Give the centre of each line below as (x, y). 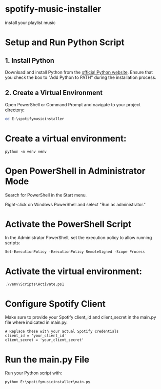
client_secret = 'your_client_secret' (44, 340)
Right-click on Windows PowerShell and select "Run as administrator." (75, 204)
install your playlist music (30, 23)
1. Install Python (30, 61)
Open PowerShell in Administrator (75, 171)
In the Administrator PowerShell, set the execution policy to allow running (79, 238)
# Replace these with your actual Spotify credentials (62, 332)
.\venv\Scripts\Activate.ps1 (35, 284)
